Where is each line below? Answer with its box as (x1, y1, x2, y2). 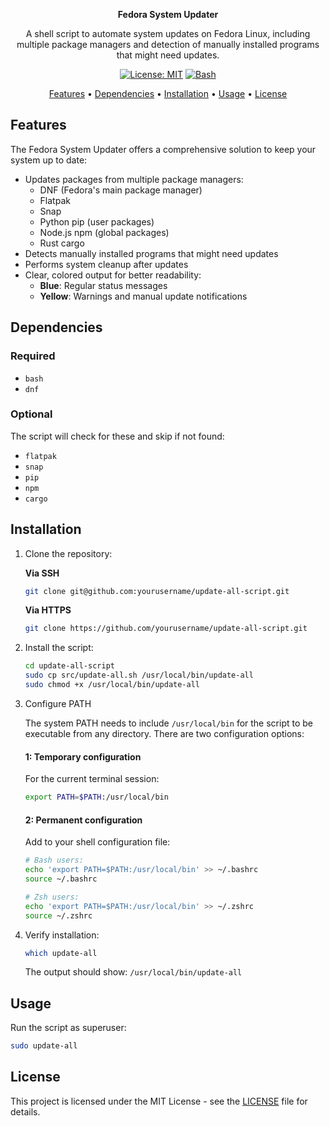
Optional (10, 407, 53, 421)
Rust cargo (39, 237, 85, 249)
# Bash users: (24, 855, 84, 866)
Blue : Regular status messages (39, 279, 168, 291)
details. (10, 1105, 41, 1118)
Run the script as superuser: (10, 1022, 127, 1034)
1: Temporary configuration (24, 750, 142, 763)
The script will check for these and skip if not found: (10, 430, 225, 442)
